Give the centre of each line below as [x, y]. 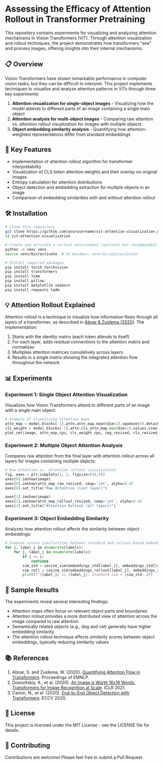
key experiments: [22, 94]
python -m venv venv [26, 249]
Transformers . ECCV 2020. [39, 698]
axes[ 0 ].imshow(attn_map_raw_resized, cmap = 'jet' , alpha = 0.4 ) [69, 483]
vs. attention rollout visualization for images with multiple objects [77, 124]
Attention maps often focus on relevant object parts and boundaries [80, 611]
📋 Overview [24, 64]
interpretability [27, 166]
